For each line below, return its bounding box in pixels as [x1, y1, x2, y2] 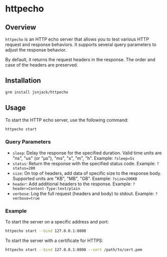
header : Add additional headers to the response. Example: [12, 181, 132, 187]
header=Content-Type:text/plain [12, 186, 80, 191]
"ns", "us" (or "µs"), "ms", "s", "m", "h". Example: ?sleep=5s [12, 155, 134, 161]
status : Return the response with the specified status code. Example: [12, 160, 156, 166]
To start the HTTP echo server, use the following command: [5, 117, 129, 123]
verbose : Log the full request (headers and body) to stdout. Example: [12, 190, 154, 196]
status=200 [12, 166, 36, 171]
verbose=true [12, 196, 40, 201]
